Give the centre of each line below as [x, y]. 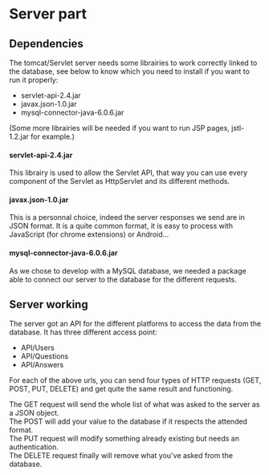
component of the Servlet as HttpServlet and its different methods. [120, 181]
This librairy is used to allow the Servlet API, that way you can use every [128, 173]
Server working [49, 304]
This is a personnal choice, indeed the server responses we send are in [127, 217]
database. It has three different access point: [83, 332]
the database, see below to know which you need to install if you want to [129, 71]
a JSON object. [34, 413]
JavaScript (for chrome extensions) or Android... [89, 234]
